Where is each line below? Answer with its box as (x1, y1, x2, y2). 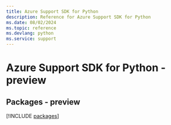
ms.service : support (6, 36, 57, 42)
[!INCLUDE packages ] (6, 113, 59, 119)
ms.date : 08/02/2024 (6, 19, 57, 25)
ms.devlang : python (6, 31, 54, 36)
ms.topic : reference (6, 25, 57, 31)
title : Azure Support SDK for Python (6, 8, 99, 15)
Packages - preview (6, 97, 81, 107)
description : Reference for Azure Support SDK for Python (6, 14, 151, 20)
